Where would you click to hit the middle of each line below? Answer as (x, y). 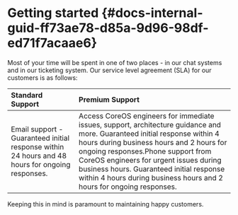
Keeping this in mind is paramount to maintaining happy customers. (106, 204)
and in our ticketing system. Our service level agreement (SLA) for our (109, 70)
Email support (34, 129)
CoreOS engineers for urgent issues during (150, 160)
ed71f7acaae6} (52, 43)
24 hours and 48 (39, 156)
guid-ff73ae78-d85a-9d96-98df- (108, 28)
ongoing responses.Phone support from (145, 151)
